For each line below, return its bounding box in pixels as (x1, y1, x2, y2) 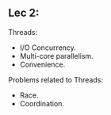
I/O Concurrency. (19, 43, 77, 52)
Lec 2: (8, 6, 40, 20)
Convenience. (19, 59, 66, 69)
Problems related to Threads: (8, 75, 103, 84)
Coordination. (19, 98, 65, 108)
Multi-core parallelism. (19, 51, 94, 60)
